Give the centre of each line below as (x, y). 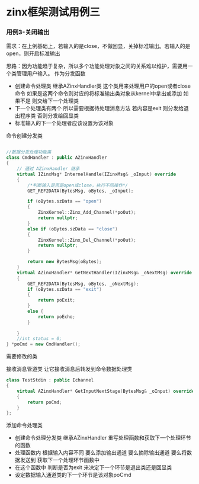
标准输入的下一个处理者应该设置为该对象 (64, 123)
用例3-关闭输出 (28, 32)
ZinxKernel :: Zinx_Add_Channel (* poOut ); (87, 213)
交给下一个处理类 (58, 101)
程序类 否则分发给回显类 (49, 116)
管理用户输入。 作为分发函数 (51, 73)
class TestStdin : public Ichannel (50, 380)
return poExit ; (57, 300)
